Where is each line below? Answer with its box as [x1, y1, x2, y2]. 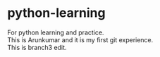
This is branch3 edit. [7, 43, 67, 51]
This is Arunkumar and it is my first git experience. [7, 35, 154, 44]
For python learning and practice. [7, 28, 104, 37]
